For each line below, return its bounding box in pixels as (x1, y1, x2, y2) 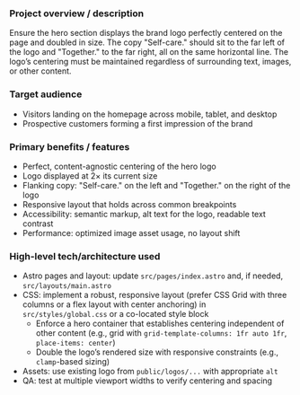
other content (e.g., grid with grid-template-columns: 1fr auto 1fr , (35, 328, 287, 338)
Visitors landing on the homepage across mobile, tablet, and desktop (22, 109, 278, 119)
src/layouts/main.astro (22, 282, 112, 291)
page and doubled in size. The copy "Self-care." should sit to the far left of (9, 37, 286, 48)
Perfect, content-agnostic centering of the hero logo (22, 161, 217, 171)
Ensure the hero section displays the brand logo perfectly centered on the (9, 28, 283, 39)
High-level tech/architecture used (9, 250, 161, 262)
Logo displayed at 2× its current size (22, 170, 158, 181)
